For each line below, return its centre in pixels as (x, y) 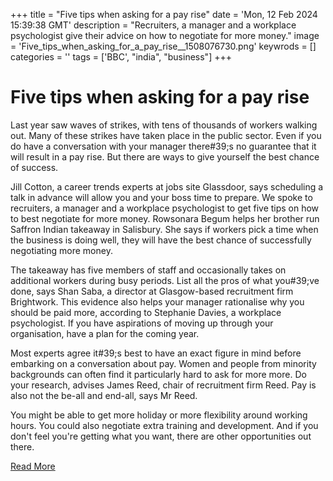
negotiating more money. (61, 250)
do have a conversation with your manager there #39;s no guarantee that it (163, 146)
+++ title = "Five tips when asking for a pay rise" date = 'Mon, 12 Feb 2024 (164, 14)
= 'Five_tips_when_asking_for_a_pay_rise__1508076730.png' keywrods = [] (163, 46)
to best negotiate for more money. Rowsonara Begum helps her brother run (165, 218)
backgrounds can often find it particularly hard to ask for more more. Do (158, 374)
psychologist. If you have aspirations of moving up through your (142, 323)
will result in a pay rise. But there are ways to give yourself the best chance (165, 156)
